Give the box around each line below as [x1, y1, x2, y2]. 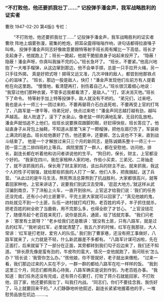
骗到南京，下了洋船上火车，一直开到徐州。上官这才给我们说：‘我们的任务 [9, 187, 156, 193]
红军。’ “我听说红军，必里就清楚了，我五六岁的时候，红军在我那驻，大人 [13, 224, 157, 230]
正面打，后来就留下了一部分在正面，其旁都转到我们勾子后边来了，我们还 [5, 243, 150, 249]
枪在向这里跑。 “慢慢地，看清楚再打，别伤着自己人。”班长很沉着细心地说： [5, 83, 154, 89]
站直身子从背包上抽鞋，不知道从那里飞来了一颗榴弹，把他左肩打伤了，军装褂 [5, 126, 159, 132]
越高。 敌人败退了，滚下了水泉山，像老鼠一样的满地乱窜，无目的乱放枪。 [9, 114, 156, 120]
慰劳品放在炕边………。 [5, 292, 51, 298]
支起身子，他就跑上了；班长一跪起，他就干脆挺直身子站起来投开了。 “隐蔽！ [5, 52, 158, 58]
